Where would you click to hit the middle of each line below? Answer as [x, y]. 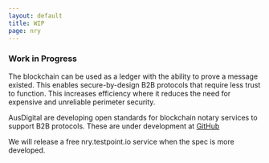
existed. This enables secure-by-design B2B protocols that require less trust [134, 84]
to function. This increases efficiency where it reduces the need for [120, 93]
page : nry [25, 31]
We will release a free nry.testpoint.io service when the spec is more [121, 141]
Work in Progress [43, 59]
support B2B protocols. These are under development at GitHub [114, 126]
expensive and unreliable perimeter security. [82, 102]
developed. [27, 150]
